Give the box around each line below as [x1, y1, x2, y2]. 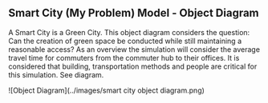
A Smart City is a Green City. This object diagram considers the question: [8, 27, 250, 37]
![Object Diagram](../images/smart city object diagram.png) [8, 85, 205, 95]
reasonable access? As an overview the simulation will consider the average [8, 44, 261, 54]
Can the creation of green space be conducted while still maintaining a [8, 36, 242, 46]
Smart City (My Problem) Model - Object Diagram [8, 6, 259, 20]
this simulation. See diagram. [8, 69, 104, 79]
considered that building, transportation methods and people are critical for [8, 61, 258, 71]
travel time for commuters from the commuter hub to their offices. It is [8, 53, 240, 62]
